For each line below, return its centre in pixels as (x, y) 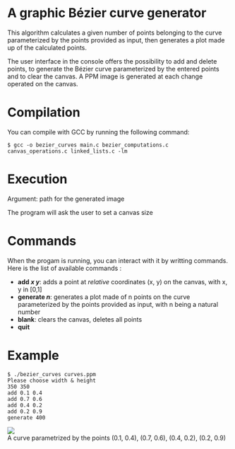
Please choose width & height (52, 380)
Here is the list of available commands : (65, 268)
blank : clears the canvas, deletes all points (80, 319)
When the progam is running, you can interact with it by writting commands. (117, 260)
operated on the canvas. (43, 83)
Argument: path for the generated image (66, 199)
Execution (37, 179)
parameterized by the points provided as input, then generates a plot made (116, 40)
